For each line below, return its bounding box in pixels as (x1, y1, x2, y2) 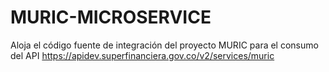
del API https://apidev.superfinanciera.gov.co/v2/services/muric (10, 49, 275, 61)
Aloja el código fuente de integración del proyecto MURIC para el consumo (10, 39, 319, 51)
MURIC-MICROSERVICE (10, 6, 212, 29)
